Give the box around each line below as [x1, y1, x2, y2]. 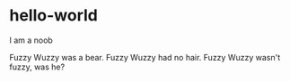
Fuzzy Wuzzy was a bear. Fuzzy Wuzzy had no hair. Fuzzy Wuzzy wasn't [9, 52, 281, 62]
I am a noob [9, 35, 54, 45]
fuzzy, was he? [9, 61, 66, 72]
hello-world [9, 5, 99, 26]
